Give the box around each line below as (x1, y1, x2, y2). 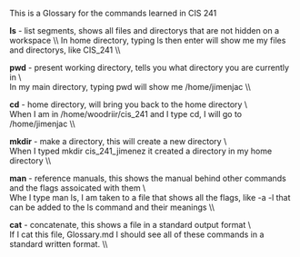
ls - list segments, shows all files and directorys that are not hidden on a (9, 25, 280, 35)
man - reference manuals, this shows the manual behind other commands (9, 173, 286, 183)
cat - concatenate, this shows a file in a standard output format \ (9, 220, 252, 230)
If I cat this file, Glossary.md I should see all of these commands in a (9, 229, 265, 240)
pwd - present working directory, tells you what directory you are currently (9, 63, 289, 73)
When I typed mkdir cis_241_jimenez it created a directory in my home (9, 145, 273, 156)
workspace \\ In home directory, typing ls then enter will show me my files (9, 35, 286, 45)
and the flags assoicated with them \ (9, 183, 146, 193)
